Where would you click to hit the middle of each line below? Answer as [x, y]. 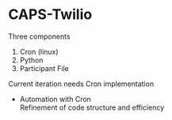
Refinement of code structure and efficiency [92, 107]
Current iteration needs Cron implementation [81, 84]
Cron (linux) [39, 51]
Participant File [44, 68]
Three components [39, 36]
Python [31, 60]
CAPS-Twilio [50, 15]
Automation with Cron [55, 99]
